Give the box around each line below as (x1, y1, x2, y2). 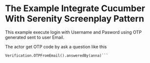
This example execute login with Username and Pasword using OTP (5, 29, 142, 35)
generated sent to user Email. (5, 34, 65, 40)
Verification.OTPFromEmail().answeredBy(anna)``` (5, 53, 109, 58)
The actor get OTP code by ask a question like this (5, 44, 107, 49)
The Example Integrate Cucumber (5, 3, 146, 14)
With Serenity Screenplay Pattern (5, 13, 145, 24)
